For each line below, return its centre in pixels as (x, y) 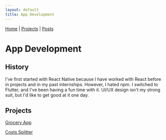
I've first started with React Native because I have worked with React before (83, 79)
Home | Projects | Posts (29, 28)
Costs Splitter (19, 132)
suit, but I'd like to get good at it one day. (47, 95)
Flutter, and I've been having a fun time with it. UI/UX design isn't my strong (83, 90)
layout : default (22, 10)
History (17, 67)
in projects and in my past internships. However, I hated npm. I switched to (82, 84)
